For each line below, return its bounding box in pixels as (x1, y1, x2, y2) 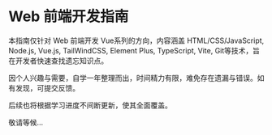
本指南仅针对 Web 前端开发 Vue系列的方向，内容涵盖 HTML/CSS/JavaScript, (8, 36, 265, 45)
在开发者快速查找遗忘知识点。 (8, 56, 108, 65)
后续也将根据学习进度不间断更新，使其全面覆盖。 (8, 100, 172, 110)
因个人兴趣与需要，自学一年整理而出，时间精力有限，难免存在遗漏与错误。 (8, 73, 257, 82)
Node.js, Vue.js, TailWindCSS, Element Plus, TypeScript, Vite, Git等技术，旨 (8, 45, 261, 55)
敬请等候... (8, 117, 44, 127)
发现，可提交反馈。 (15, 82, 80, 93)
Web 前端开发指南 (8, 7, 129, 26)
